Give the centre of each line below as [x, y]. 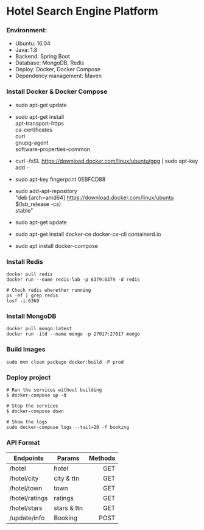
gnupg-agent [32, 143]
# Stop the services [33, 406]
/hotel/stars [26, 508]
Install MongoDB [31, 316]
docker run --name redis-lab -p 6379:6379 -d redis [73, 280]
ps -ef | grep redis [33, 296]
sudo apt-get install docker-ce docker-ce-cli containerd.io [88, 234]
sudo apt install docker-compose [57, 246]
